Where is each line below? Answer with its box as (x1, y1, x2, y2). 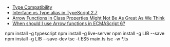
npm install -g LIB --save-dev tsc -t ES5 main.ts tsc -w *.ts (5, 36, 128, 42)
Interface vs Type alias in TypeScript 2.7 (12, 10, 98, 16)
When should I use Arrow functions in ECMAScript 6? (12, 20, 125, 27)
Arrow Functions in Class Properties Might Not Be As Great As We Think (12, 15, 165, 21)
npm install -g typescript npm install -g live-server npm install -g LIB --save (5, 30, 165, 37)
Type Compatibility (12, 4, 52, 10)
